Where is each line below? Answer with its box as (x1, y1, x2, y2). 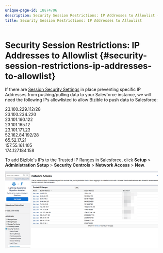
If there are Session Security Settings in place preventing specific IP (5, 86, 141, 92)
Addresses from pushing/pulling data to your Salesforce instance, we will (5, 92, 151, 98)
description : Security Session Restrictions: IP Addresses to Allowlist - (5, 13, 160, 18)
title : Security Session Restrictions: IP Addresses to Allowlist (5, 18, 142, 23)
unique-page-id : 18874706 (5, 8, 57, 13)
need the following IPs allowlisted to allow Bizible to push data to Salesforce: (5, 97, 158, 103)
